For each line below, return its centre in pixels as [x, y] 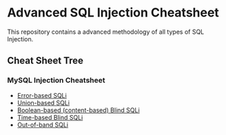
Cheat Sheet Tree [45, 61]
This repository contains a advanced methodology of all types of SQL [106, 32]
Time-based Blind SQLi [50, 117]
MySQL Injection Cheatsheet [56, 81]
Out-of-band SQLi [43, 125]
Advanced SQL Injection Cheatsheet [113, 13]
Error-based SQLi [42, 95]
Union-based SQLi [43, 103]
